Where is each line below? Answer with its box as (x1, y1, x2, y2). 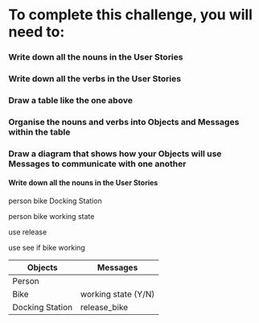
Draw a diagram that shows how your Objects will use (8, 147, 222, 159)
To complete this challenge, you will (8, 6, 253, 24)
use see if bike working (8, 243, 86, 252)
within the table (8, 126, 71, 138)
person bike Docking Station (8, 196, 102, 205)
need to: (8, 23, 65, 41)
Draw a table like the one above (8, 94, 133, 106)
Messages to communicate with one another (8, 158, 187, 169)
